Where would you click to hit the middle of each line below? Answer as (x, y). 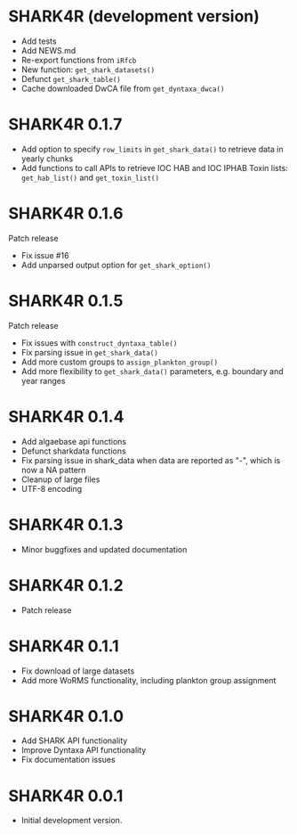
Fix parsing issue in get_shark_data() (90, 352)
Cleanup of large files (60, 479)
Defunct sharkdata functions (73, 451)
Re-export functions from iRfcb (79, 60)
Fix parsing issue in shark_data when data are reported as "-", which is (151, 460)
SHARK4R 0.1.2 (66, 585)
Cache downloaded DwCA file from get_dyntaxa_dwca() (123, 88)
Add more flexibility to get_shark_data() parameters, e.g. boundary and (152, 371)
